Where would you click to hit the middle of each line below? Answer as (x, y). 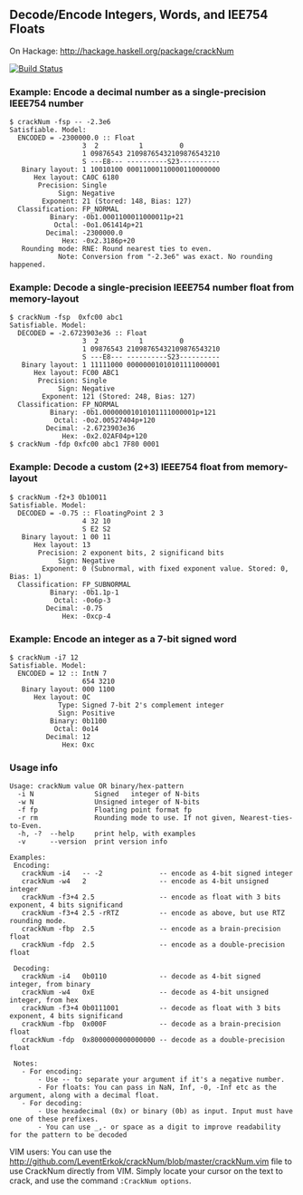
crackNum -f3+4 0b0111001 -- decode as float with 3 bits (151, 1008)
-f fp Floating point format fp (105, 810)
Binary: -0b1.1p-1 (84, 593)
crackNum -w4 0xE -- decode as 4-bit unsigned (145, 993)
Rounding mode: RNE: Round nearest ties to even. (117, 249)
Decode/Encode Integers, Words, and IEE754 (139, 15)
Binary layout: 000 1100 (68, 689)
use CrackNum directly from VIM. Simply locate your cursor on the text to (146, 1171)
